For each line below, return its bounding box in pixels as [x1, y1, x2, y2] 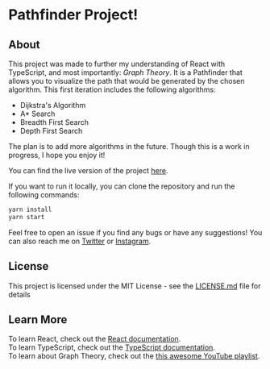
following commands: [8, 190, 80, 199]
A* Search [19, 109, 56, 118]
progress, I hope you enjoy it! [8, 151, 106, 160]
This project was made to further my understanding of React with [8, 59, 226, 68]
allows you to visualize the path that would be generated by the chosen [8, 77, 245, 85]
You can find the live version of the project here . [8, 166, 168, 175]
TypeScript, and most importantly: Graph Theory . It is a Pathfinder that [8, 68, 243, 77]
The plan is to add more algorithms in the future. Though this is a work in [8, 142, 250, 151]
